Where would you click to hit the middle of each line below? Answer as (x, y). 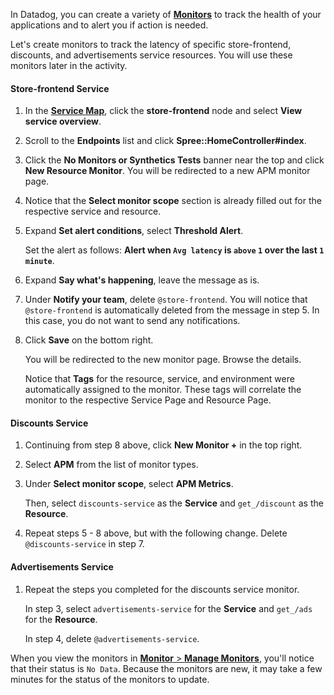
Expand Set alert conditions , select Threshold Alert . (134, 231)
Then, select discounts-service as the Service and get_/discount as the (174, 503)
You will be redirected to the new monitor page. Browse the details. (163, 360)
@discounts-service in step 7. (84, 544)
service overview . (63, 121)
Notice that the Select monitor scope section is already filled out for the (173, 201)
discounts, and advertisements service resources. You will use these (151, 55)
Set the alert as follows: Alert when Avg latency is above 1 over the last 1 (174, 250)
